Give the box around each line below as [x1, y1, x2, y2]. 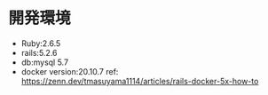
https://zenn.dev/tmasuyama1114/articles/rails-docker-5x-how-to [20, 75, 259, 86]
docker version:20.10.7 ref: [20, 66, 119, 76]
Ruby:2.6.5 [20, 37, 61, 49]
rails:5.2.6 [20, 47, 58, 58]
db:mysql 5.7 [20, 57, 68, 67]
